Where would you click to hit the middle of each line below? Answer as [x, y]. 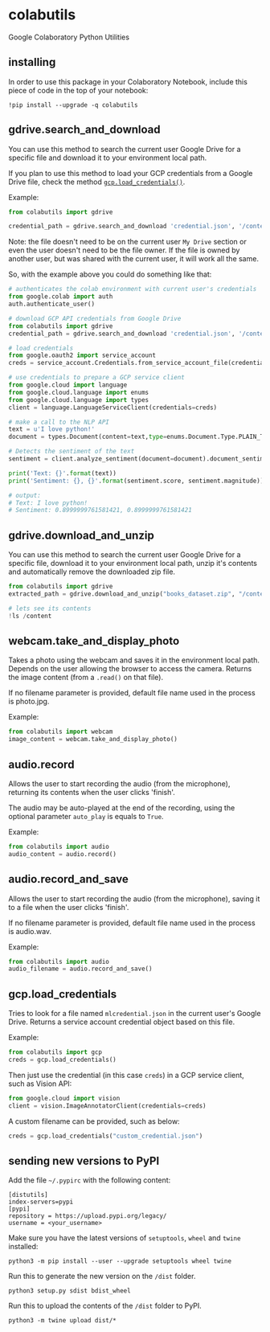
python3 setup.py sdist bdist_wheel [70, 1291]
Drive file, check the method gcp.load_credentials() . [97, 182]
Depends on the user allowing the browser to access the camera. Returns [130, 669]
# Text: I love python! [48, 503]
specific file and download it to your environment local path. [108, 158]
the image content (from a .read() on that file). [86, 678]
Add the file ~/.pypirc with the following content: [90, 1180]
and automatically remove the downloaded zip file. [92, 572]
